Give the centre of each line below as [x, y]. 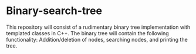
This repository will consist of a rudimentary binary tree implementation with [98, 27]
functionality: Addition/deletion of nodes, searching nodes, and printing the [97, 39]
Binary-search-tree [54, 11]
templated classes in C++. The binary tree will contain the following [87, 33]
